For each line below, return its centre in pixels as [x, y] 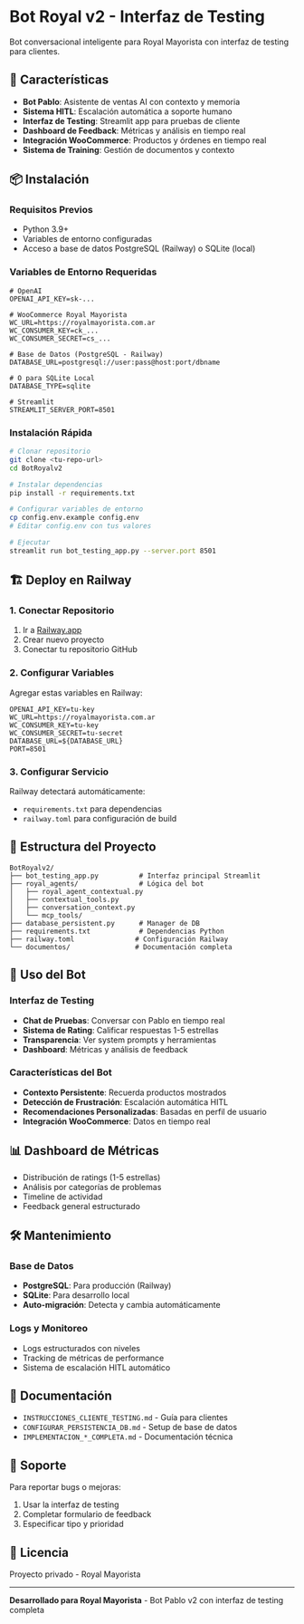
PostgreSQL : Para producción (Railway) [97, 1286]
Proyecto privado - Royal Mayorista [75, 1574]
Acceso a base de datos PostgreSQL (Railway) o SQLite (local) [139, 249]
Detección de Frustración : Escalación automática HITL [125, 1101]
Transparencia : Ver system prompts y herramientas [119, 1040]
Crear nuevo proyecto [63, 639]
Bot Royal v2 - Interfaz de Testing [137, 17]
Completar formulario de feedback [87, 1514]
